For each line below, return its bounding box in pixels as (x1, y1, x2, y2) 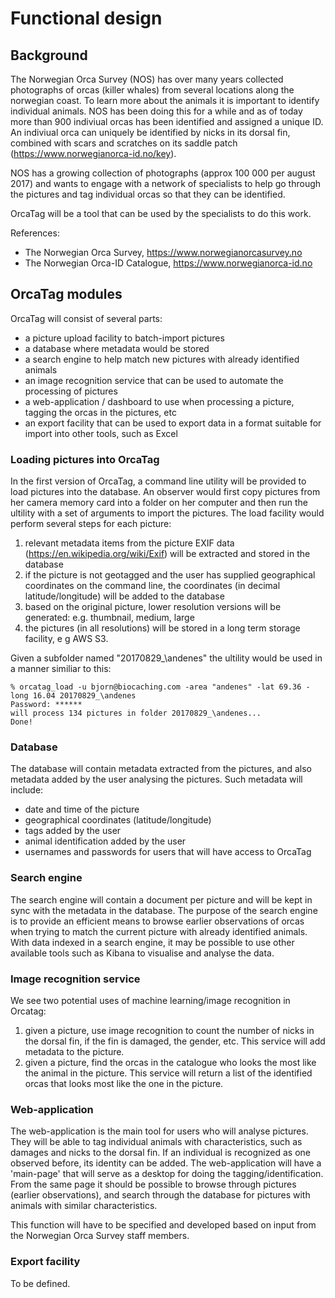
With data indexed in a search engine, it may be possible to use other (10, 936, 295, 948)
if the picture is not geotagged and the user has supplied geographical (24, 569, 316, 581)
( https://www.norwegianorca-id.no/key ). (10, 148, 177, 159)
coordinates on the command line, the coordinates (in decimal (24, 580, 281, 592)
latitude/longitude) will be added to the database (24, 590, 225, 602)
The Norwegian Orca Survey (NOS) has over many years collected (10, 73, 284, 85)
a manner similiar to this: (10, 663, 112, 675)
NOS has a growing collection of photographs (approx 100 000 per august (10, 167, 316, 179)
